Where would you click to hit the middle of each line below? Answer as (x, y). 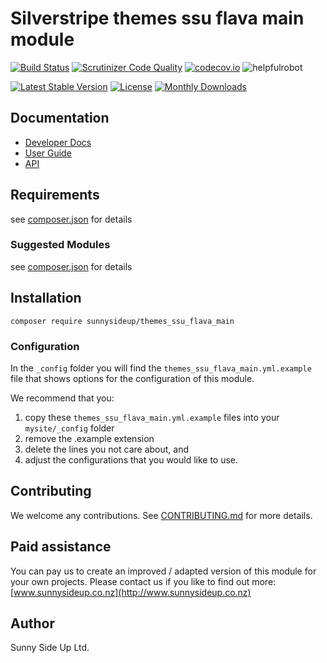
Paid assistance (61, 547)
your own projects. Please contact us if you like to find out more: (143, 581)
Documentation (60, 118)
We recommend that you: (62, 398)
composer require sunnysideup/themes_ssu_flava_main (122, 321)
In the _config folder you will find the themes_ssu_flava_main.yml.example (161, 368)
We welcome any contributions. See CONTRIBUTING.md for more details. (161, 515)
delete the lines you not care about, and (107, 449)
